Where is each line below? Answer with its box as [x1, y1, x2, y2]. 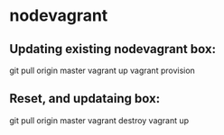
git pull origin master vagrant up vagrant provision [9, 65, 196, 76]
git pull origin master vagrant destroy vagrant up [9, 114, 190, 126]
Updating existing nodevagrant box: [9, 41, 217, 57]
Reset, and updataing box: [9, 91, 161, 106]
